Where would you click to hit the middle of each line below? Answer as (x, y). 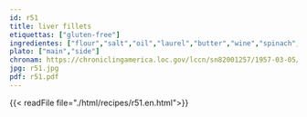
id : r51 (24, 18)
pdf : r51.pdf (34, 77)
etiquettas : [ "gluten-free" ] (65, 34)
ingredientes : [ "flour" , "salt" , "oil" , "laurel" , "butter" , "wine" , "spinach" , (155, 43)
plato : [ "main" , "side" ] (55, 52)
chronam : (26, 60)
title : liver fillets (51, 26)
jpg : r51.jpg (34, 69)
